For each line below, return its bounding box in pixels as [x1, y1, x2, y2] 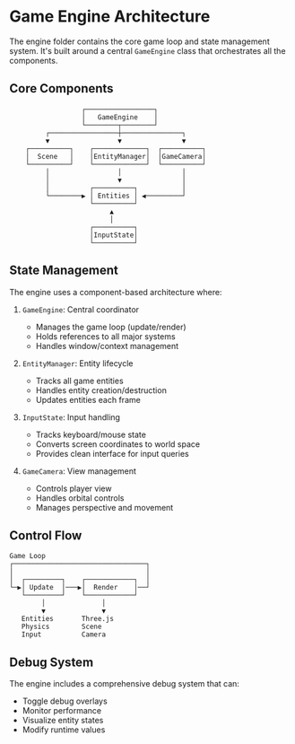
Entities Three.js [21, 615, 115, 624]
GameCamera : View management [22, 465, 136, 477]
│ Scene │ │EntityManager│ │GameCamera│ [25, 152, 206, 161]
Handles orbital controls [35, 492, 125, 503]
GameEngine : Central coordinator [22, 303, 140, 315]
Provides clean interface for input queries [35, 448, 190, 459]
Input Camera [21, 630, 106, 639]
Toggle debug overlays [22, 696, 108, 706]
